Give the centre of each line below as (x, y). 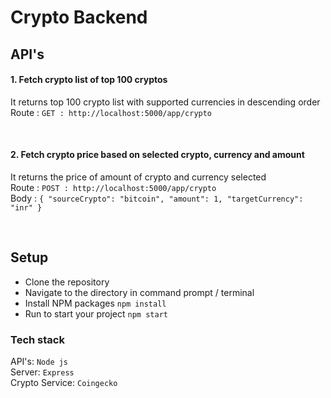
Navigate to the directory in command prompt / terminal (139, 292)
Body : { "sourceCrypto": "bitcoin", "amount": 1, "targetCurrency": (157, 198)
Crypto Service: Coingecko (64, 383)
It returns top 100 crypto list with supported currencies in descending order (165, 102)
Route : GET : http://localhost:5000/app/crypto (111, 112)
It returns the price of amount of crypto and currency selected (138, 177)
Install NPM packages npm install (95, 303)
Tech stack (37, 339)
